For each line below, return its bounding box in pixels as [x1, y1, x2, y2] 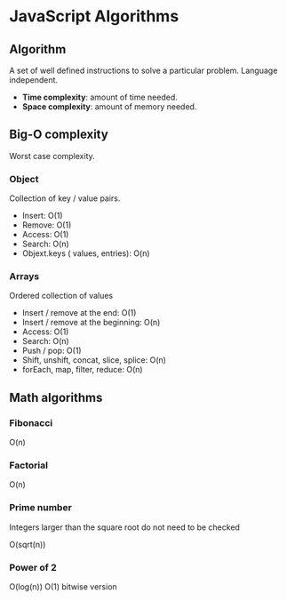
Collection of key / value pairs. [9, 193, 121, 204]
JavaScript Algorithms [9, 6, 179, 27]
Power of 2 [9, 561, 57, 573]
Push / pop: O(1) [21, 345, 82, 357]
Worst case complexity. [9, 150, 95, 161]
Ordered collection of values [9, 291, 114, 301]
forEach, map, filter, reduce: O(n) [21, 365, 144, 375]
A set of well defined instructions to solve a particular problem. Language [9, 65, 278, 76]
